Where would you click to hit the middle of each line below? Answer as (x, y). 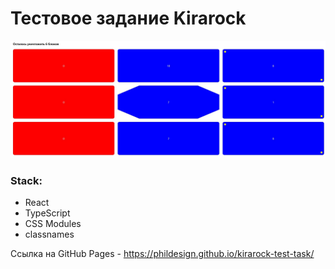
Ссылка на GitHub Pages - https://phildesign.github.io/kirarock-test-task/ (162, 254)
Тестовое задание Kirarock (128, 18)
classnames (49, 234)
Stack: (26, 180)
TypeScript (47, 213)
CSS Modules (53, 224)
